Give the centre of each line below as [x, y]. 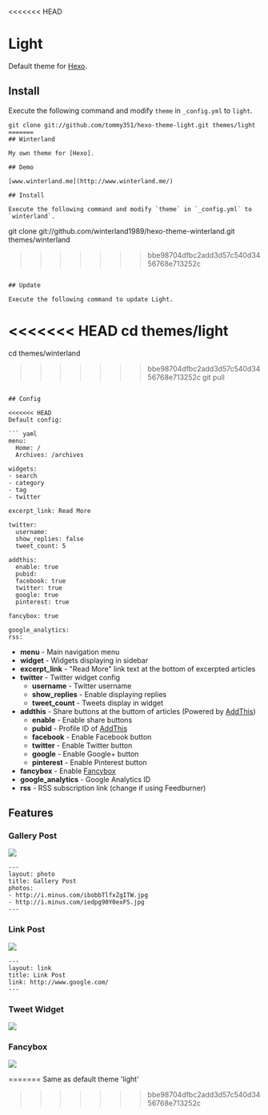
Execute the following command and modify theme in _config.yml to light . [130, 110]
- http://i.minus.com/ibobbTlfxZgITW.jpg [78, 896]
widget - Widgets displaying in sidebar [84, 660]
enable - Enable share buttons [82, 720]
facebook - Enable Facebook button [92, 736]
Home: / [28, 447]
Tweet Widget [36, 1009]
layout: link [30, 968]
